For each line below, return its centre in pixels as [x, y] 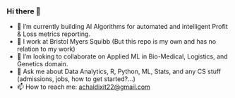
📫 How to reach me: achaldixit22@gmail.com [84, 87]
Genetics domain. [42, 64]
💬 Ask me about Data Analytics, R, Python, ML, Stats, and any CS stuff [119, 72]
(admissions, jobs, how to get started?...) [76, 79]
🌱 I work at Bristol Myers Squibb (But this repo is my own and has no [116, 42]
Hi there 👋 [24, 11]
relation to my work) [46, 49]
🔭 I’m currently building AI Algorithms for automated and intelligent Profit [122, 27]
